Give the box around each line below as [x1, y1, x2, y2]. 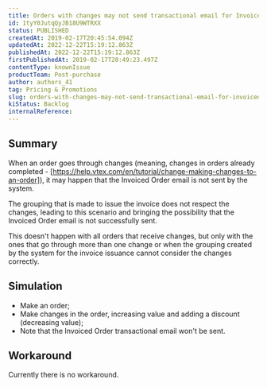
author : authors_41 [8, 78, 73, 86]
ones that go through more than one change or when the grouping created [8, 239, 253, 249]
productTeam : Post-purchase [8, 71, 102, 79]
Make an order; [19, 300, 70, 310]
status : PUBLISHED [8, 26, 69, 34]
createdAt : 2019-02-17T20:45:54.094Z [8, 33, 133, 42]
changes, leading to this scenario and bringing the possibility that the [8, 207, 234, 217]
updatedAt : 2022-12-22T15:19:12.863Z [8, 41, 133, 49]
